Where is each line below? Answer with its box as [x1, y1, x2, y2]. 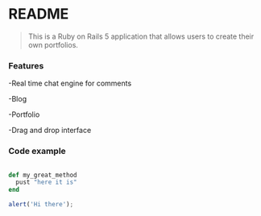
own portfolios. [27, 39, 79, 49]
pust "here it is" [15, 178, 78, 186]
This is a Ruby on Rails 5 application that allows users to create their [27, 31, 255, 41]
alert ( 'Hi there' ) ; [8, 201, 74, 209]
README [8, 5, 69, 23]
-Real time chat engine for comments [8, 78, 132, 89]
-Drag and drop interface [8, 126, 92, 135]
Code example [8, 146, 66, 157]
